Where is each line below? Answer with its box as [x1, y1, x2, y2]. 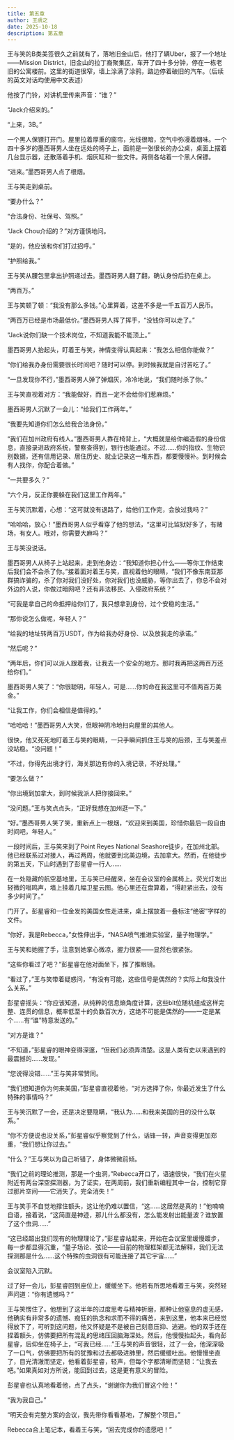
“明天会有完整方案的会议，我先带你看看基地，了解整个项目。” [7, 1411, 181, 1419]
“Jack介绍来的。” [7, 105, 54, 114]
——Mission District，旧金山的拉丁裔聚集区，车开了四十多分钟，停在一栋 [7, 59, 217, 67]
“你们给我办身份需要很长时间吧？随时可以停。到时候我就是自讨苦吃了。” [7, 360, 211, 369]
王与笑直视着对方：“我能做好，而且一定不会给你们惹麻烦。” [7, 390, 175, 399]
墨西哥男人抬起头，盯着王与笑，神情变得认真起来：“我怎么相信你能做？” [7, 346, 214, 354]
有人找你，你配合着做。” [7, 461, 75, 469]
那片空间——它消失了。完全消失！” [13, 1187, 114, 1196]
